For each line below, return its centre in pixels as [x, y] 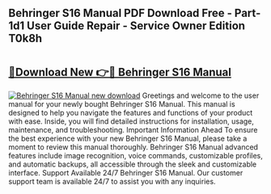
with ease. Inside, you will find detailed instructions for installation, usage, [131, 121]
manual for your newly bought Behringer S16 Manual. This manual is [122, 104]
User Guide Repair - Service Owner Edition [136, 26]
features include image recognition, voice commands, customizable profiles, [135, 156]
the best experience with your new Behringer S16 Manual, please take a [128, 138]
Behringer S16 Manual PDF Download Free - [121, 13]
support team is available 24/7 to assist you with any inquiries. [112, 181]
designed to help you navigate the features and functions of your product [131, 113]
